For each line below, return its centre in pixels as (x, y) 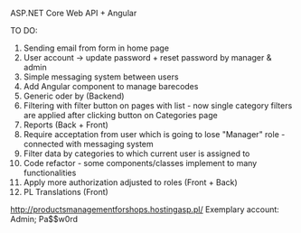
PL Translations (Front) (66, 192)
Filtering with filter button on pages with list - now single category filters (158, 106)
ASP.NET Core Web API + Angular (74, 13)
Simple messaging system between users (101, 77)
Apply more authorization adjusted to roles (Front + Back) (130, 182)
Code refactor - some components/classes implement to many (140, 163)
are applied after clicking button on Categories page (120, 115)
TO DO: (24, 30)
